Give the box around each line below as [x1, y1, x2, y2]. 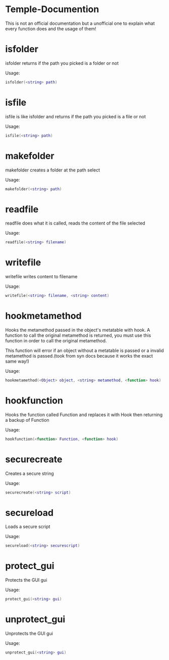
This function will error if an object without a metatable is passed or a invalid [5, 347, 164, 354]
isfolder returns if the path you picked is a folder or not [5, 60, 119, 66]
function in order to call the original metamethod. [5, 337, 107, 343]
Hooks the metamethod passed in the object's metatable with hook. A [5, 327, 150, 333]
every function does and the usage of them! [5, 25, 97, 31]
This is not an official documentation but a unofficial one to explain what [5, 20, 155, 26]
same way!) [5, 358, 29, 364]
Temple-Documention [5, 4, 99, 15]
